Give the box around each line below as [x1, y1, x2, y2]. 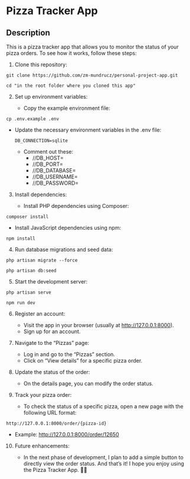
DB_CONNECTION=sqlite [14, 138, 68, 144]
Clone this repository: [14, 61, 67, 68]
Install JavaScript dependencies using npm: [14, 224, 122, 231]
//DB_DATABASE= [32, 167, 76, 174]
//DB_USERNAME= [32, 173, 78, 180]
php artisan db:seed [6, 268, 57, 273]
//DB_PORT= [32, 161, 64, 168]
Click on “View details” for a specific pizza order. [23, 357, 143, 364]
